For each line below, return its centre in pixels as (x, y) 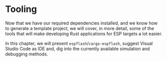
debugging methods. (27, 54)
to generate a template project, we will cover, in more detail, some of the (79, 28)
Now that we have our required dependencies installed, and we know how (81, 23)
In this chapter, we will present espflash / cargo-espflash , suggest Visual (79, 43)
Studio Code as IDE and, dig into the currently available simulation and (77, 48)
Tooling (21, 9)
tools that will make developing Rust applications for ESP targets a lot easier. (84, 33)
